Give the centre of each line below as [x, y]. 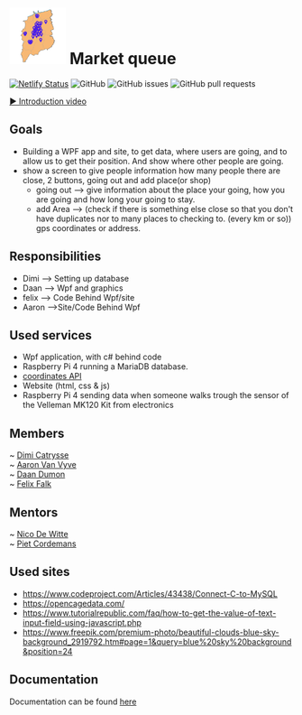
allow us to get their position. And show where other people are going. [153, 161]
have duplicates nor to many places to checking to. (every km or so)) [164, 218]
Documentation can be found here [73, 701]
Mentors [34, 512]
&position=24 [47, 651]
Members [37, 433]
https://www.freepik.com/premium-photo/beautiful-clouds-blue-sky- [151, 632]
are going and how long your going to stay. [115, 199]
